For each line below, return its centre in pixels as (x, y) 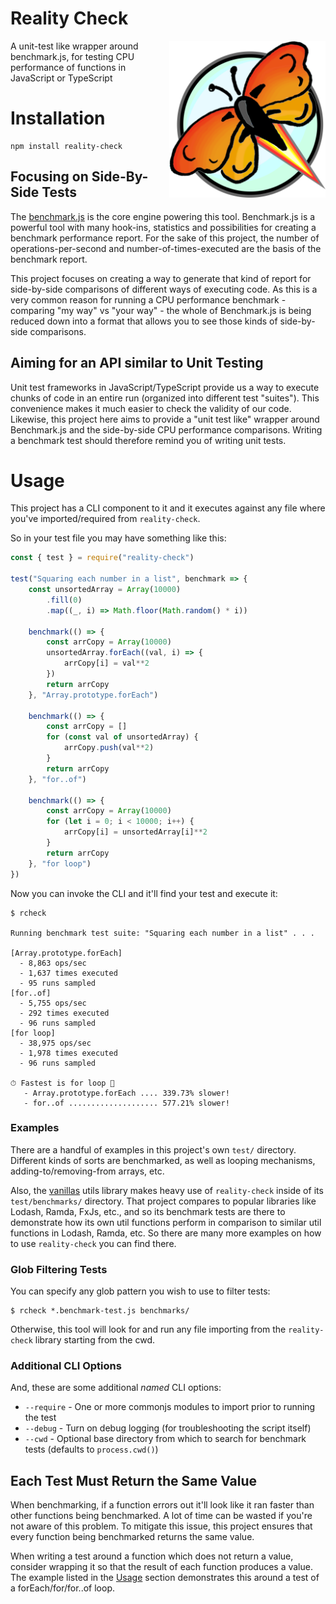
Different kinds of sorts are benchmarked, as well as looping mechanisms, (163, 1160)
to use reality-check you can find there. (93, 1243)
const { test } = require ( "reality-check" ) (102, 558)
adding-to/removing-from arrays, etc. (87, 1171)
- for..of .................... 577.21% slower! (126, 1103)
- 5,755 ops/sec (53, 1003)
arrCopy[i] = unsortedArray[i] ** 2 (135, 832)
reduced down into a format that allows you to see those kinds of (144, 321)
